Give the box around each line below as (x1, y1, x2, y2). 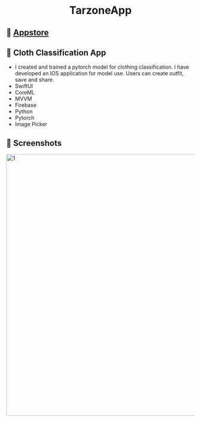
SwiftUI (14, 82, 33, 90)
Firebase (14, 102, 37, 109)
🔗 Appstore (6, 27, 49, 38)
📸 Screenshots (6, 138, 62, 148)
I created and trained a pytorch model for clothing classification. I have (14, 63, 190, 71)
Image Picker (14, 121, 48, 128)
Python (14, 108, 33, 115)
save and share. (14, 76, 54, 84)
